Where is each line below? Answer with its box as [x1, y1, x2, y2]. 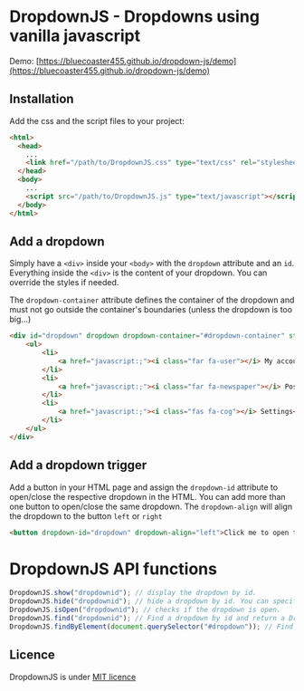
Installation [9, 91, 74, 107]
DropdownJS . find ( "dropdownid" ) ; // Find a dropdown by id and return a [9, 613, 285, 622]
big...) [9, 314, 32, 325]
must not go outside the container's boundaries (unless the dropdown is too [9, 304, 292, 315]
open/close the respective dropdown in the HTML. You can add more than [9, 491, 287, 502]
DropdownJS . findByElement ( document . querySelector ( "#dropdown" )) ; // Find [9, 622, 294, 631]
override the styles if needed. [9, 277, 119, 288]
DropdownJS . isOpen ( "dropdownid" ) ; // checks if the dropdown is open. [9, 605, 281, 615]
